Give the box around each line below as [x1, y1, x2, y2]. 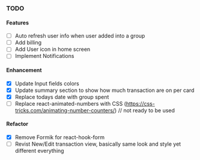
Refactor [6, 121, 29, 128]
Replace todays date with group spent [14, 93, 109, 100]
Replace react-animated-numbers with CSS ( [14, 100, 126, 107]
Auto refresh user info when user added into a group [14, 32, 145, 39]
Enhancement [6, 66, 42, 73]
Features [6, 19, 29, 26]
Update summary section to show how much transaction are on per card [14, 87, 195, 94]
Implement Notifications [14, 53, 74, 60]
